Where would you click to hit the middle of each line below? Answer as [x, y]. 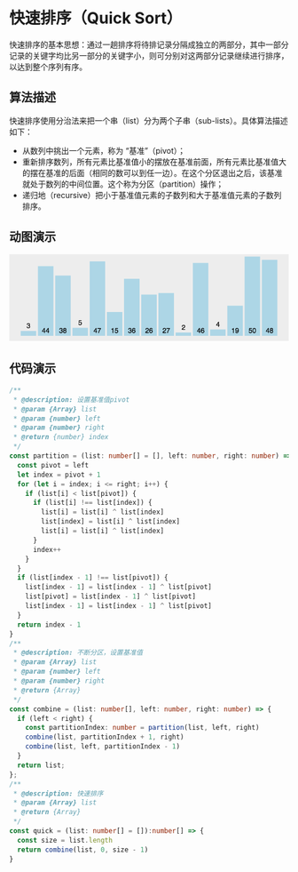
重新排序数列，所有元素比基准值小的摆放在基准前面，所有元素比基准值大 [154, 162]
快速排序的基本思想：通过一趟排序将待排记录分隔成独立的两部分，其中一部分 [149, 44]
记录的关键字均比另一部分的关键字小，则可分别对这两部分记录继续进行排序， [149, 55]
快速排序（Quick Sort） [96, 18]
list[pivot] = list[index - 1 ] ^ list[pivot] [111, 596]
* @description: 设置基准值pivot [71, 400]
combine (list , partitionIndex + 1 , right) [105, 737]
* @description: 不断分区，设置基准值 [78, 653]
